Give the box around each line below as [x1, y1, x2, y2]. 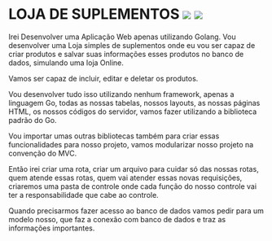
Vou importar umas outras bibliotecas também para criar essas [8, 131, 220, 141]
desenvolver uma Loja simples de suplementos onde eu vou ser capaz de [8, 40, 256, 50]
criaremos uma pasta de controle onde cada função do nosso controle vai [8, 181, 257, 191]
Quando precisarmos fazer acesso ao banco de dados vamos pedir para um [8, 205, 265, 216]
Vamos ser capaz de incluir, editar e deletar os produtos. [8, 73, 199, 83]
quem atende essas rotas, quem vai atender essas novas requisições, [8, 173, 243, 182]
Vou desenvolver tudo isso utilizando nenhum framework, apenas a [8, 89, 235, 99]
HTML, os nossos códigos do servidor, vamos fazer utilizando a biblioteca [8, 107, 257, 116]
